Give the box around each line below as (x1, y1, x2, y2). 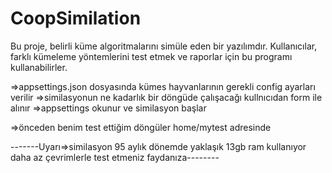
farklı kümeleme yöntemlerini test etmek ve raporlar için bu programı (10, 50, 293, 62)
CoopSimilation (10, 7, 142, 30)
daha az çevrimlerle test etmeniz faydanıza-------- (10, 151, 220, 163)
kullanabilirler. (10, 61, 68, 73)
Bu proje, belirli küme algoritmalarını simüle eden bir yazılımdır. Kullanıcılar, (10, 40, 318, 52)
